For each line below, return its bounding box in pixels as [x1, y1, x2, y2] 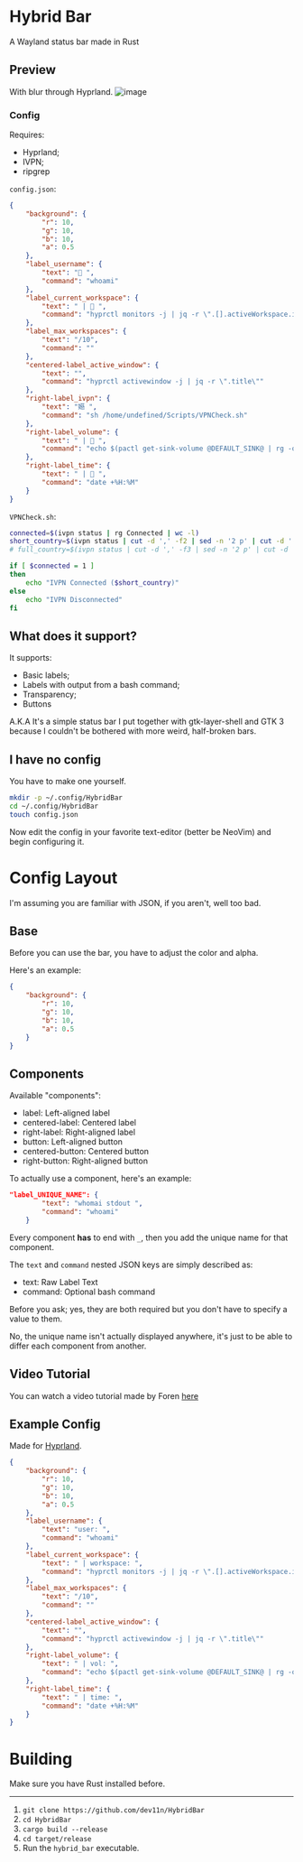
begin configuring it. [9, 836, 85, 847]
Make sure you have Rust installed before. [9, 1778, 165, 1789]
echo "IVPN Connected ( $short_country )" [25, 578, 179, 588]
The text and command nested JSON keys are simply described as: [9, 1259, 253, 1270]
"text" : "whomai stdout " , [41, 1199, 143, 1209]
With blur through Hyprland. [9, 86, 114, 97]
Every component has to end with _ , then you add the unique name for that [9, 1232, 289, 1243]
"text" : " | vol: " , [41, 1659, 119, 1669]
